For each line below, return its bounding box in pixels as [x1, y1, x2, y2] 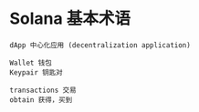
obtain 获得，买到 [9, 95, 73, 105]
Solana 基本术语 [9, 8, 131, 29]
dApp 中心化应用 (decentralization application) [9, 40, 192, 50]
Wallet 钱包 [9, 58, 52, 67]
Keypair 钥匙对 [9, 67, 63, 77]
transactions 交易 [9, 86, 77, 95]
